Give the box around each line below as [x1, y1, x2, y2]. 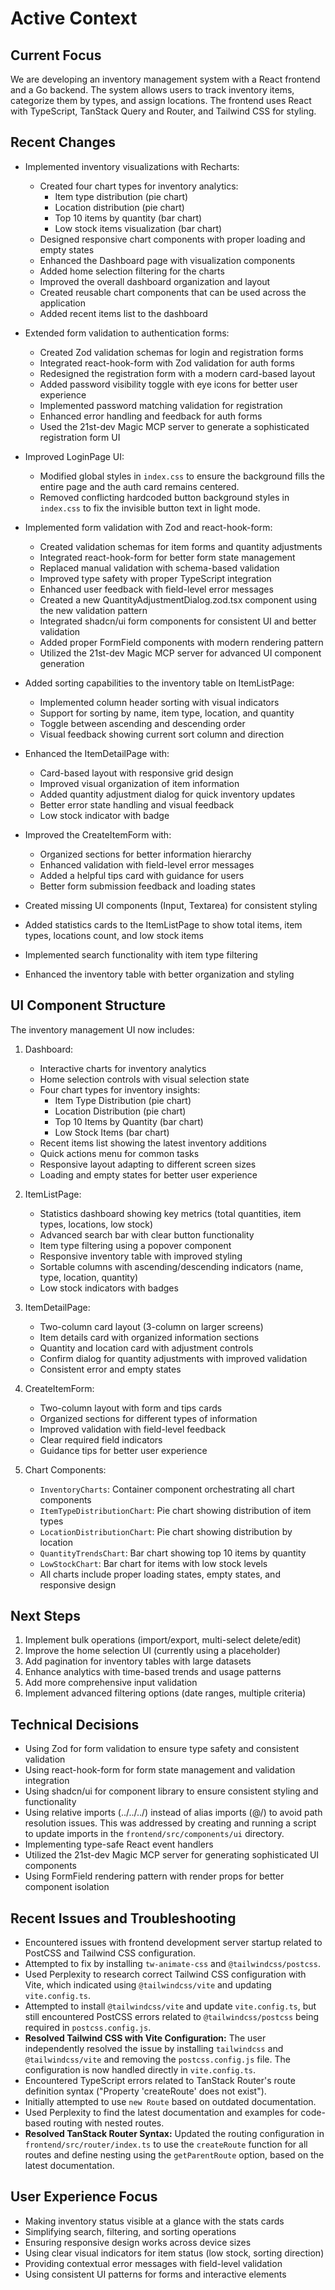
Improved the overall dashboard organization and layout [39, 275, 271, 287]
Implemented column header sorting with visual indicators [39, 696, 280, 708]
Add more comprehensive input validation [24, 1677, 198, 1689]
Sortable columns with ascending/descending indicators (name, [39, 1260, 304, 1272]
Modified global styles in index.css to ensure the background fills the [39, 470, 325, 482]
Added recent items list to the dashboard [39, 307, 208, 319]
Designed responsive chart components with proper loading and [39, 233, 306, 245]
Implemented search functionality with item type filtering [24, 948, 258, 961]
